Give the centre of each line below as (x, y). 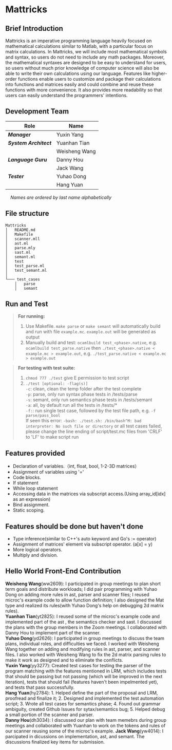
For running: (31, 316)
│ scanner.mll (23, 239)
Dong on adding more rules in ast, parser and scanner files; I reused (78, 594)
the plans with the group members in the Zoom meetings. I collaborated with (86, 627)
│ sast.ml (18, 252)
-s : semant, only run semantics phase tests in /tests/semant (89, 400)
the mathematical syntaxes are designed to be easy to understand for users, (86, 62)
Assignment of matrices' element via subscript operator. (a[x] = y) (83, 544)
